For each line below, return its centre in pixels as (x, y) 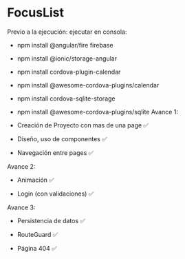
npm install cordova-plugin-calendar (69, 72)
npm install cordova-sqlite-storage (66, 99)
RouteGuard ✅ (37, 234)
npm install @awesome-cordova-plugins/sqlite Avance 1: (98, 112)
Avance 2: (21, 166)
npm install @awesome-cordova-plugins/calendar (88, 85)
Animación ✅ (36, 180)
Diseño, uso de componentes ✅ (62, 138)
